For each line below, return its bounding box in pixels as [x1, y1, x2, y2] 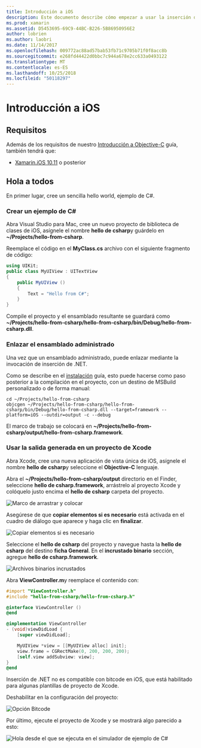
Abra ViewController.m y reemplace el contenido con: [6, 576, 139, 583]
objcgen [6, 402, 26, 408]
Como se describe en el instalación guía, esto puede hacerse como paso [6, 372, 186, 379]
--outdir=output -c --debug [41, 412, 111, 418]
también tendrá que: [6, 147, 56, 154]
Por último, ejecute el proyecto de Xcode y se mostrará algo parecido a [6, 717, 182, 724]
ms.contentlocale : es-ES [6, 64, 68, 71]
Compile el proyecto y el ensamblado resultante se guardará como [6, 312, 170, 320]
